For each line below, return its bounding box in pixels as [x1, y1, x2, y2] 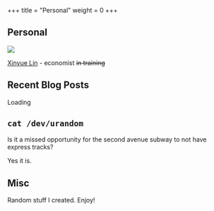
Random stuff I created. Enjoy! [7, 196, 95, 205]
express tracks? [7, 143, 54, 152]
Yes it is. [7, 156, 32, 165]
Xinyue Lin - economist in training [7, 58, 106, 67]
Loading [7, 98, 32, 106]
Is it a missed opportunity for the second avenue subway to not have [7, 135, 207, 144]
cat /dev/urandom [7, 118, 83, 129]
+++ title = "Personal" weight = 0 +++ [7, 6, 118, 14]
